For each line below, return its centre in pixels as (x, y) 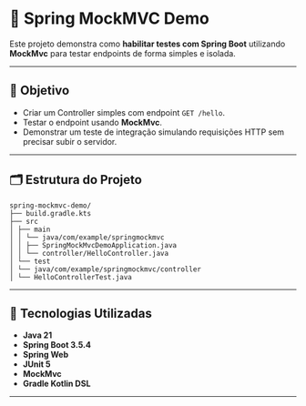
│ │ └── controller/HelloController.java (89, 253)
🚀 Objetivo (40, 91)
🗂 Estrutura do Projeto (76, 180)
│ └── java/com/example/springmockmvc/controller (106, 269)
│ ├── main (30, 229)
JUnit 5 (36, 364)
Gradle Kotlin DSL (56, 384)
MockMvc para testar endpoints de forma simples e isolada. (123, 53)
